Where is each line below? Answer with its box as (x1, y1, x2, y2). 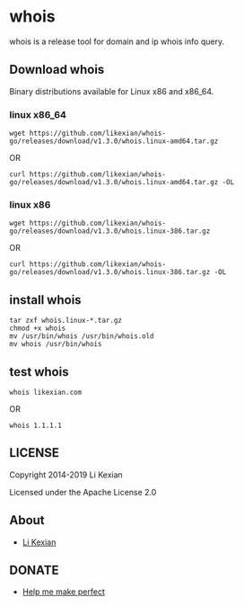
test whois (9, 364, 69, 379)
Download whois (9, 62, 105, 77)
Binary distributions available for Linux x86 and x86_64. (9, 85, 214, 96)
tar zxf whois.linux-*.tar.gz (9, 316, 123, 325)
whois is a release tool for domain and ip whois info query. (9, 36, 225, 47)
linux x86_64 (9, 108, 67, 120)
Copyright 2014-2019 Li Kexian (9, 469, 123, 480)
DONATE (9, 562, 59, 577)
